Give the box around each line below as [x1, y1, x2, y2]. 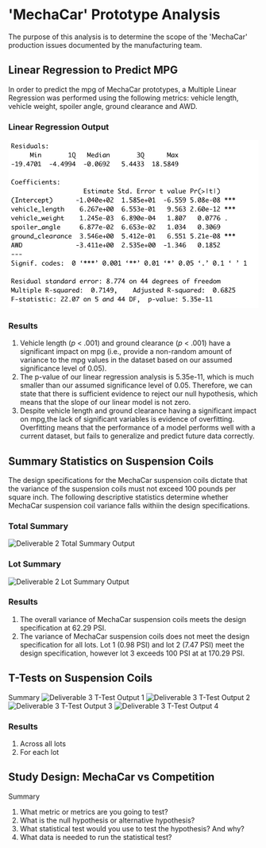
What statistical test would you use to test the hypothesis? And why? [19, 823, 245, 833]
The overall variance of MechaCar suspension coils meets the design [19, 614, 247, 624]
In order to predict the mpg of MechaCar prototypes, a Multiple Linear [8, 84, 237, 94]
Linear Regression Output [8, 121, 110, 132]
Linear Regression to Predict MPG [8, 64, 179, 77]
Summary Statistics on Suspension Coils [8, 454, 214, 468]
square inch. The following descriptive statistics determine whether [8, 492, 229, 502]
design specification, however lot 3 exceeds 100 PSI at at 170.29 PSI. [19, 648, 245, 658]
